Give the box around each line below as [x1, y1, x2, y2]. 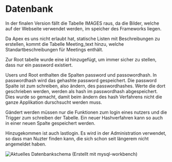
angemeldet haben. [5, 141, 47, 147]
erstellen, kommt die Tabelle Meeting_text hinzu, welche [5, 41, 124, 47]
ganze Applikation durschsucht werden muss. [5, 99, 102, 105]
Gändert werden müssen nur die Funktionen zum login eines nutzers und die [5, 109, 167, 115]
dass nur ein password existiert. [5, 62, 73, 68]
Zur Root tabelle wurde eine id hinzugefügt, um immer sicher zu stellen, [5, 56, 157, 62]
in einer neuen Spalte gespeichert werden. [5, 120, 95, 126]
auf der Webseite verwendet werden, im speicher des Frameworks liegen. [5, 25, 162, 31]
